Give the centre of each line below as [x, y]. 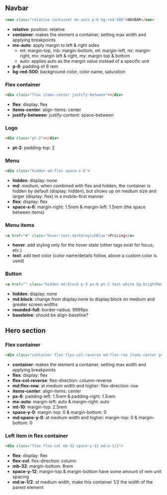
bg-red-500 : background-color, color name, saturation [69, 71]
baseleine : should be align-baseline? [50, 315]
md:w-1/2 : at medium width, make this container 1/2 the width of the [83, 482]
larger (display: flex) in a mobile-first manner [58, 196]
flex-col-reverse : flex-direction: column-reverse [62, 380]
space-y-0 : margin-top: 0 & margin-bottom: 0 [59, 412]
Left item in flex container [37, 436]
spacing [21, 477]
